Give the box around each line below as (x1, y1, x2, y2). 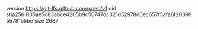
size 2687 (34, 17, 59, 24)
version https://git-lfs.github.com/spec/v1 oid (6, 5, 117, 12)
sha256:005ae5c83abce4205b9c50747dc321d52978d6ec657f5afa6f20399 (6, 11, 192, 18)
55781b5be (6, 17, 34, 24)
